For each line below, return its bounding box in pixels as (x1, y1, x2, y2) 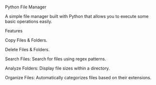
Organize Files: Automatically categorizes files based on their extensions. (5, 75, 152, 80)
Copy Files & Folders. (5, 37, 47, 43)
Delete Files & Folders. (5, 47, 50, 52)
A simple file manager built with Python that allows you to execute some (5, 14, 149, 19)
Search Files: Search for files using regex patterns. (5, 56, 107, 62)
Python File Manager (5, 4, 47, 10)
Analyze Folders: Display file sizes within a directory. (5, 65, 110, 71)
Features (5, 28, 23, 33)
